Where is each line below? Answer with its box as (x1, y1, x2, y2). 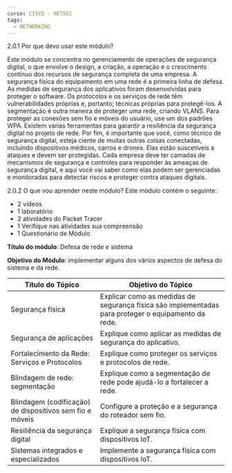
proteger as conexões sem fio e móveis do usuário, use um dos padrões (7, 114, 213, 123)
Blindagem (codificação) (10, 398, 91, 407)
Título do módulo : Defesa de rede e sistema (7, 243, 133, 251)
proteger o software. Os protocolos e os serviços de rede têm (7, 92, 183, 100)
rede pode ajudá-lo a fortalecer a (99, 377, 209, 387)
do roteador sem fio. (99, 410, 166, 420)
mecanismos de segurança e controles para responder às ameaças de (7, 159, 209, 167)
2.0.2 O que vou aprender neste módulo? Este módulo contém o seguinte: (7, 186, 217, 195)
